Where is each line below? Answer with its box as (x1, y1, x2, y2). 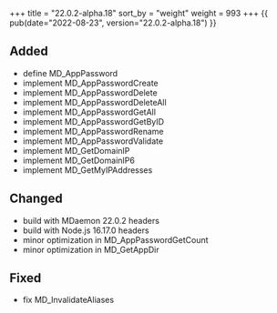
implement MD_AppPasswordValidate (22, 136, 164, 146)
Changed (9, 191, 63, 207)
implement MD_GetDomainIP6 (22, 155, 135, 166)
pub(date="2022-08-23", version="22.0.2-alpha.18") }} (9, 17, 217, 28)
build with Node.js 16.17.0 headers (22, 225, 149, 236)
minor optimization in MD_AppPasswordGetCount (22, 234, 209, 245)
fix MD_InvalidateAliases (22, 295, 115, 306)
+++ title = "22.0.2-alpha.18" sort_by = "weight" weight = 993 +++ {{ (9, 8, 269, 18)
